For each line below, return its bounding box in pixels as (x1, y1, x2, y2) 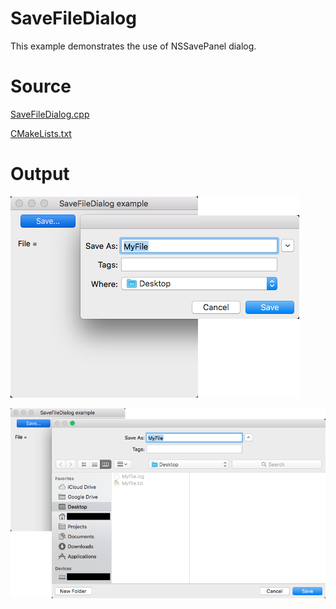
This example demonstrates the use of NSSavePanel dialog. (10, 40, 257, 52)
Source (10, 75, 72, 98)
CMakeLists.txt (10, 127, 72, 139)
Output (10, 163, 70, 186)
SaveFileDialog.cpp (10, 108, 90, 120)
